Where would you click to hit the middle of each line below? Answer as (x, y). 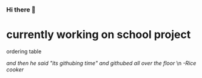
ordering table (24, 51)
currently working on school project (99, 35)
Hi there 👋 (21, 10)
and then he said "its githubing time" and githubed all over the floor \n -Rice (101, 63)
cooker (15, 70)
